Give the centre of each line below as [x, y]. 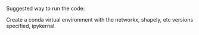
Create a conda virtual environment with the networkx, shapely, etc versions [100, 20]
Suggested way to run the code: [46, 8]
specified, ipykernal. [31, 26]
